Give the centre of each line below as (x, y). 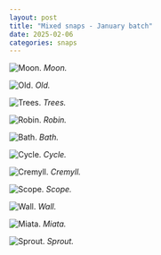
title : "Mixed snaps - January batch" (81, 26)
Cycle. (55, 155)
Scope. (59, 190)
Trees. (55, 103)
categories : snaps (43, 42)
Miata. (55, 224)
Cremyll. (66, 172)
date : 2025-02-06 (41, 34)
